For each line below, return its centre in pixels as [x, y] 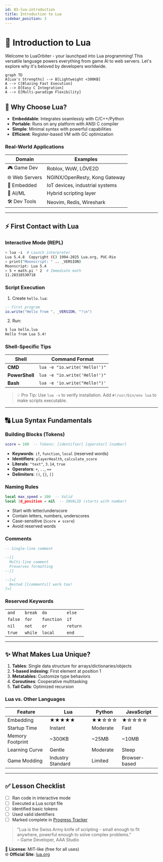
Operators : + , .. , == [32, 469]
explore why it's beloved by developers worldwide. [56, 66]
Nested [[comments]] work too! [41, 584]
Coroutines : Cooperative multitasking [50, 681]
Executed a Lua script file [37, 803]
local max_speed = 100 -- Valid [39, 497]
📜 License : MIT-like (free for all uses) [42, 849]
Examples [86, 159]
